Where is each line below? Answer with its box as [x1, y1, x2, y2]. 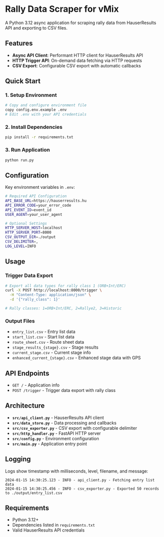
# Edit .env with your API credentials [5, 112, 87, 117]
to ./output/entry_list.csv [5, 490, 63, 495]
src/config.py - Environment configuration [12, 435, 99, 441]
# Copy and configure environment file [5, 103, 87, 108]
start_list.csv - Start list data [12, 334, 75, 340]
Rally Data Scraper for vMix [5, 3, 119, 15]
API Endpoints [5, 369, 50, 377]
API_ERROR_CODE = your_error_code [5, 203, 71, 208]
